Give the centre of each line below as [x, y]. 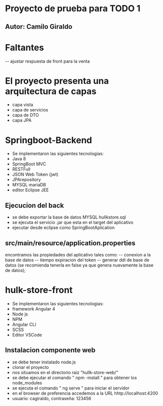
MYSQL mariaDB [29, 185]
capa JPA [22, 120]
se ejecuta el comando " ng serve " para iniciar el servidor [71, 388]
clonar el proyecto [30, 367]
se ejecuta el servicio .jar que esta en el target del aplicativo [73, 223]
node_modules [27, 383]
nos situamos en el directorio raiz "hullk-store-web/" [65, 372]
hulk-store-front [39, 290]
